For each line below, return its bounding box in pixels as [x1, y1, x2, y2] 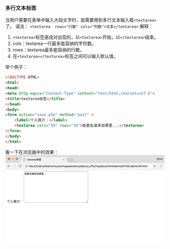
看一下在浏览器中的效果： [5, 149, 59, 155]
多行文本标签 [5, 4, 37, 11]
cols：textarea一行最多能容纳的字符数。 [12, 41, 96, 47]
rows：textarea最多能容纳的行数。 [12, 47, 84, 53]
